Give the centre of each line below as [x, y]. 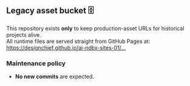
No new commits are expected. [54, 77]
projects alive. [24, 35]
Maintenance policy [36, 63]
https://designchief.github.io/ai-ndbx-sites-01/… [66, 47]
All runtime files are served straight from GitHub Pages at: [78, 41]
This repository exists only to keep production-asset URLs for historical [95, 28]
